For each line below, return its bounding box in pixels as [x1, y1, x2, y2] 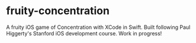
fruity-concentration [6, 4, 110, 18]
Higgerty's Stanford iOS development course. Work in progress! [6, 29, 162, 37]
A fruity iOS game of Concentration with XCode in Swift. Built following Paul [6, 24, 191, 31]
